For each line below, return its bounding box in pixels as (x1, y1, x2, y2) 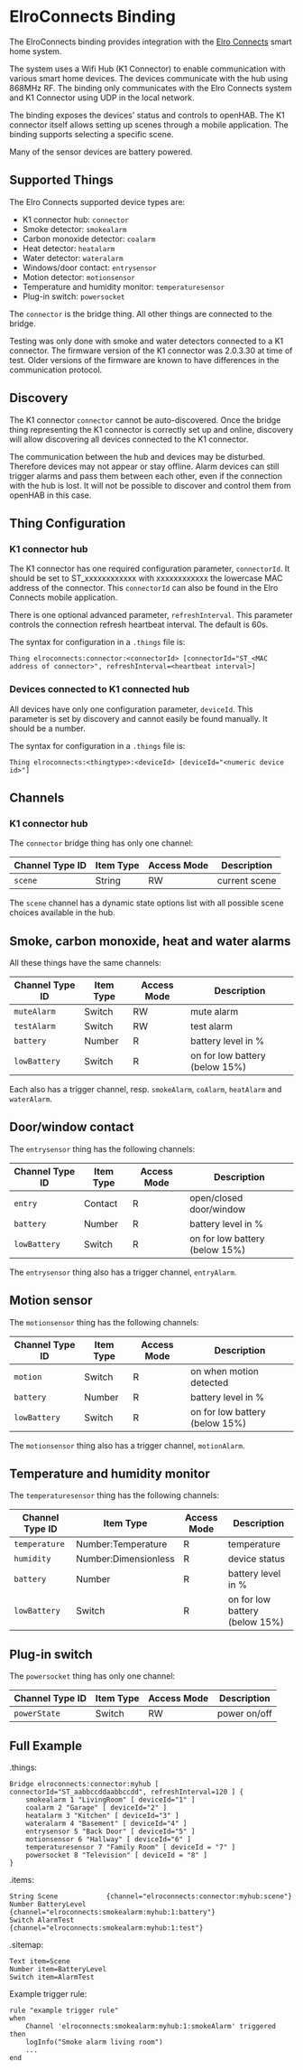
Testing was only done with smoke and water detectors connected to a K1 (9, 335, 284, 346)
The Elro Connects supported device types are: (9, 196, 186, 207)
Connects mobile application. (9, 592, 118, 603)
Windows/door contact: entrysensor (22, 262, 157, 273)
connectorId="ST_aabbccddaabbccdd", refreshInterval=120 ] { (9, 1787, 244, 1797)
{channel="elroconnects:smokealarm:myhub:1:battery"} (9, 1908, 216, 1917)
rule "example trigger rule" (9, 2006, 119, 2016)
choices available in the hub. (9, 907, 115, 918)
